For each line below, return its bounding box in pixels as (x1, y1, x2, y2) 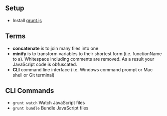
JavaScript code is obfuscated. (12, 61, 77, 67)
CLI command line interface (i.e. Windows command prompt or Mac (12, 66, 153, 72)
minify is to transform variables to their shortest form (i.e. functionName (12, 50, 162, 57)
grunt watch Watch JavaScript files (12, 100, 85, 106)
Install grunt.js (12, 17, 42, 23)
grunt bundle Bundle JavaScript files (12, 105, 89, 111)
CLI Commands (5, 86, 54, 95)
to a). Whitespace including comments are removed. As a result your (12, 56, 154, 62)
